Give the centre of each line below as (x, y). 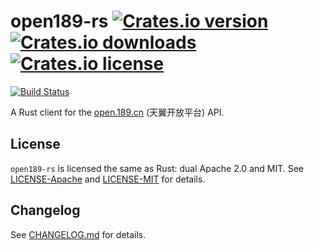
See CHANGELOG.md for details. (78, 234)
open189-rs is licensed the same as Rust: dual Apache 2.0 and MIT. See (157, 168)
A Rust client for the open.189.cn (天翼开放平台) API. (117, 112)
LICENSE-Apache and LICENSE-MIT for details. (108, 179)
